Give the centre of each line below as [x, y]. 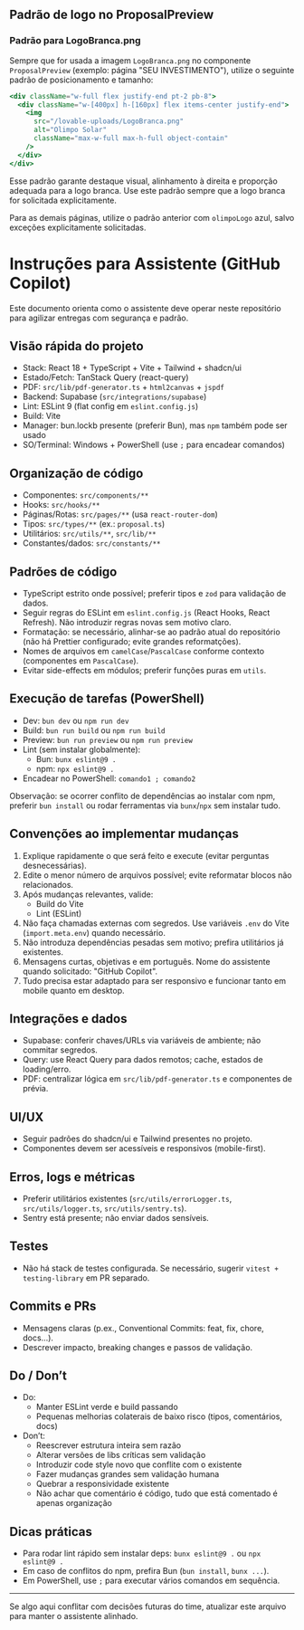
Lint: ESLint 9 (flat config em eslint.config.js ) [110, 406]
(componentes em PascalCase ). [81, 661]
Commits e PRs [53, 1306]
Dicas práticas [51, 1532]
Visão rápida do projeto [76, 346]
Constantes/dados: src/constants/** [91, 543]
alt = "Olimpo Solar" [70, 130]
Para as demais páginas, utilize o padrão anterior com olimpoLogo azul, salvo [152, 217]
